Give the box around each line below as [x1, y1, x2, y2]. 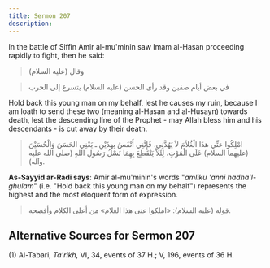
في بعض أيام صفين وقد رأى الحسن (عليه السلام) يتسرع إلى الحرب [28, 82, 229, 92]
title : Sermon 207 [8, 11, 71, 20]
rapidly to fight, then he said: [8, 50, 105, 60]
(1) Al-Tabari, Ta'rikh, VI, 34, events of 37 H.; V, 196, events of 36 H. [8, 250, 234, 260]
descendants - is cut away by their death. [8, 123, 148, 133]
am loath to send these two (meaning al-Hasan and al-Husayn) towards [8, 106, 248, 116]
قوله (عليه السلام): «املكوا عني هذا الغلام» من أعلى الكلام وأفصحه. [28, 205, 232, 215]
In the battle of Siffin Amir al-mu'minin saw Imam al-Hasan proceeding [8, 41, 245, 51]
